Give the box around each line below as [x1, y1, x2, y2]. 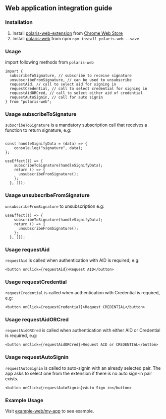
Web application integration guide [5, 4, 112, 12]
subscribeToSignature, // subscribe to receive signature [9, 73, 132, 78]
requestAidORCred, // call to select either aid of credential [9, 90, 143, 95]
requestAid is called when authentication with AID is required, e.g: [5, 257, 140, 263]
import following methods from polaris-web [5, 59, 94, 65]
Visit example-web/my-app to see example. [5, 408, 94, 414]
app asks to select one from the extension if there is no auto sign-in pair [5, 370, 152, 376]
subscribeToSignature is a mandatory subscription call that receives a [5, 122, 147, 128]
